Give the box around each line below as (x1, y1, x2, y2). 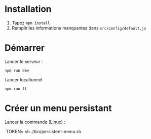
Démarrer (4, 42, 45, 54)
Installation (4, 3, 52, 15)
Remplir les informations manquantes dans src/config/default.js (11, 25, 147, 31)
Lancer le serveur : (4, 58, 43, 65)
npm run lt (4, 86, 27, 91)
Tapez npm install (11, 20, 50, 26)
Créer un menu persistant (4, 103, 112, 114)
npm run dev (4, 68, 29, 73)
